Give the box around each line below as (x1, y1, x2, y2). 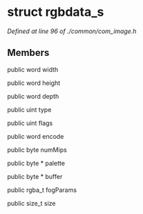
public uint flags (7, 119, 53, 127)
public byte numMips (7, 146, 67, 154)
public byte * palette (7, 159, 66, 167)
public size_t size (7, 199, 56, 207)
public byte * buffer (7, 172, 63, 180)
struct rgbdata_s (7, 4, 104, 20)
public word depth (7, 92, 59, 100)
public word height (7, 79, 61, 87)
